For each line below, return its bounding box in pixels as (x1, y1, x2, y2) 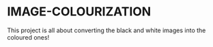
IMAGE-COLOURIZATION (7, 4, 152, 19)
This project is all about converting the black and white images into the (7, 26, 206, 34)
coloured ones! (7, 33, 50, 41)
